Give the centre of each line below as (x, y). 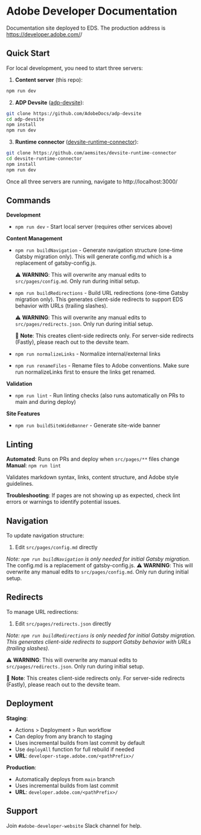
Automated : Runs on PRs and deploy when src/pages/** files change (93, 459)
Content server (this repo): (49, 79)
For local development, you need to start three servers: (75, 68)
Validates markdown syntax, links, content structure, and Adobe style (93, 477)
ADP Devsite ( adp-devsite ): (49, 102)
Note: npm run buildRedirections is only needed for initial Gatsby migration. (101, 635)
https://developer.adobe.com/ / (44, 34)
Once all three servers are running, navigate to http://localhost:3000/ (92, 181)
